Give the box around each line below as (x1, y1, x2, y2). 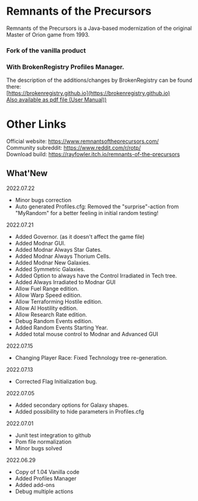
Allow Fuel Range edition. (15, 285, 79, 292)
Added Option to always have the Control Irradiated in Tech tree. (15, 272, 177, 279)
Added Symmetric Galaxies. (15, 265, 85, 272)
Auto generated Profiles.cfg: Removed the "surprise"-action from (15, 203, 179, 210)
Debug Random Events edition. (15, 317, 93, 324)
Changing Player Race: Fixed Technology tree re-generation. (15, 354, 168, 361)
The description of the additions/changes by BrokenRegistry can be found (6, 76, 193, 84)
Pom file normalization (15, 438, 72, 445)
